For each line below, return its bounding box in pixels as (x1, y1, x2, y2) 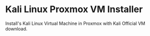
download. (5, 25, 28, 31)
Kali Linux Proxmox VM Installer (5, 4, 143, 15)
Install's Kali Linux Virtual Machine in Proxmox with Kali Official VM (5, 20, 145, 26)
